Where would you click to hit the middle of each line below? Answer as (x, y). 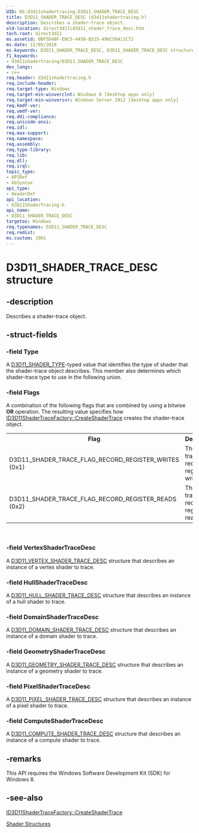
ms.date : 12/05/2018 (32, 45)
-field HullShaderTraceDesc (47, 582)
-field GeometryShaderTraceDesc (56, 652)
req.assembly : (24, 144)
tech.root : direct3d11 (34, 34)
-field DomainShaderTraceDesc (52, 617)
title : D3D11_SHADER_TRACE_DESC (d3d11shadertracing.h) (76, 17)
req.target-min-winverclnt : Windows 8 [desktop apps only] (81, 94)
